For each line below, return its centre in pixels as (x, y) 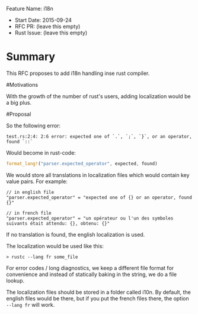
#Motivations (22, 84)
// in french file (29, 213)
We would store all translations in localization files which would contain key (98, 175)
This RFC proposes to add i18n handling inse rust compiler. (78, 73)
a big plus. (19, 102)
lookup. (15, 280)
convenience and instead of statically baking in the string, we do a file (91, 274)
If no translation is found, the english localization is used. (76, 234)
